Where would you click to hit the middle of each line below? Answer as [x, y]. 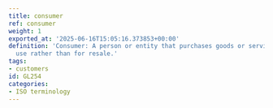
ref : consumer [32, 24]
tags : [17, 62]
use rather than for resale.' [67, 54]
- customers [28, 69]
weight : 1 [25, 31]
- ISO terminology [39, 91]
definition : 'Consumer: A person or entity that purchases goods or [127, 46]
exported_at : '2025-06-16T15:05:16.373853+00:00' [94, 39]
